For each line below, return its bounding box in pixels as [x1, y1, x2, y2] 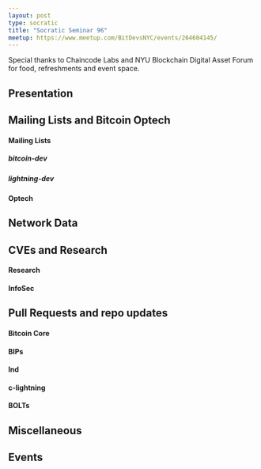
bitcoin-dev [8, 153, 47, 163]
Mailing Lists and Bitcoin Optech [8, 114, 172, 127]
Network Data [8, 217, 78, 230]
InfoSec [8, 283, 35, 293]
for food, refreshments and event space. [8, 64, 140, 74]
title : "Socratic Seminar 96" [8, 26, 108, 34]
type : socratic [8, 19, 59, 27]
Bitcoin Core [8, 328, 50, 338]
